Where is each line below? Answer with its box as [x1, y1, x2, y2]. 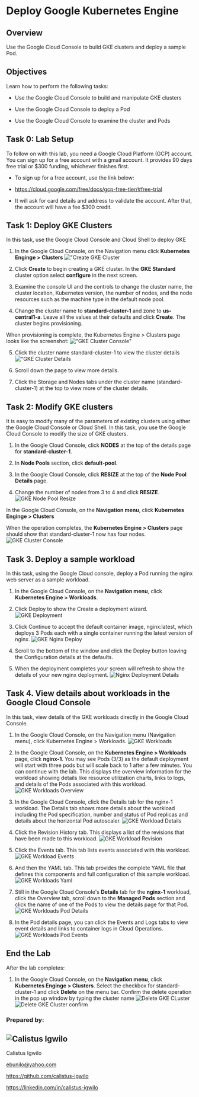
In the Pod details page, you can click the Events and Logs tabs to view [14, 919, 188, 926]
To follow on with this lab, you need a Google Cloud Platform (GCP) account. [6, 150, 193, 157]
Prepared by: [6, 1015, 44, 1024]
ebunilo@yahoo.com [6, 1061, 57, 1068]
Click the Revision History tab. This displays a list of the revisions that [14, 829, 185, 836]
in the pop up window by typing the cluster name [14, 994, 134, 1002]
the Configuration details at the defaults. [14, 654, 114, 661]
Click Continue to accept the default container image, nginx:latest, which [14, 623, 192, 631]
